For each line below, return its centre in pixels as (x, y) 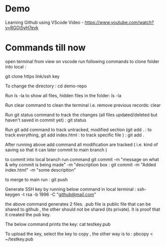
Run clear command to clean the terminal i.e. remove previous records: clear (83, 105)
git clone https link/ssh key (32, 76)
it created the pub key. (28, 214)
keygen (13, 194)
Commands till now (45, 48)
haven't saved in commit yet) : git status (46, 120)
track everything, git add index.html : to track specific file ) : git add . (75, 135)
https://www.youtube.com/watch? (119, 22)
